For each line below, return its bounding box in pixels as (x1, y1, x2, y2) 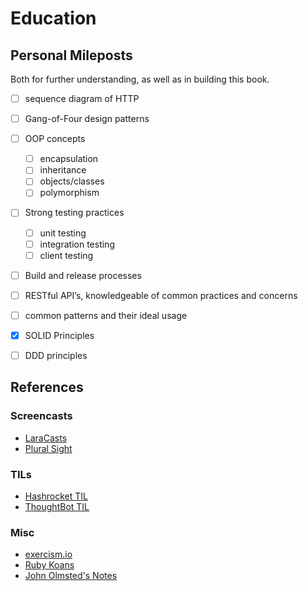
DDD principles (24, 349, 88, 361)
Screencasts (10, 409, 73, 423)
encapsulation (39, 153, 99, 165)
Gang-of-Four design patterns (24, 113, 150, 125)
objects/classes (39, 175, 105, 187)
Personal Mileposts (10, 47, 133, 64)
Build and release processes (24, 269, 142, 281)
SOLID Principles (24, 329, 95, 341)
